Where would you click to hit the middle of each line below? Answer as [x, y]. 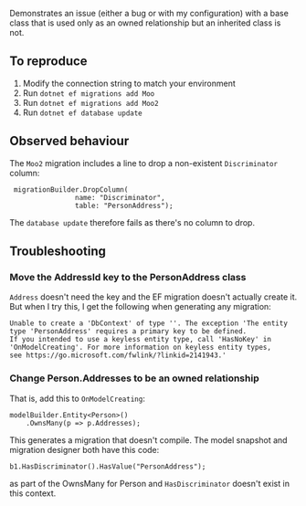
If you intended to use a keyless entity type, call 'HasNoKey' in [141, 340]
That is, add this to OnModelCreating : [78, 398]
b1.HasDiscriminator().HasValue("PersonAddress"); [108, 466]
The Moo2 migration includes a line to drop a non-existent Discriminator [144, 163]
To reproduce [49, 62]
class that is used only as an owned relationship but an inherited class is [145, 23]
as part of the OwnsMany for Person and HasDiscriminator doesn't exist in [150, 483]
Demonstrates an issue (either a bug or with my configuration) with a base [149, 13]
